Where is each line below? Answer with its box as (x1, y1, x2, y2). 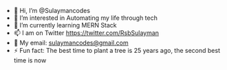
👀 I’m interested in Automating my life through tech (13, 14, 158, 22)
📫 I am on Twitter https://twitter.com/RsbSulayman (13, 29, 160, 37)
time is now (13, 56, 47, 65)
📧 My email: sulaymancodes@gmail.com (13, 38, 129, 47)
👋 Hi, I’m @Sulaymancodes (13, 7, 91, 14)
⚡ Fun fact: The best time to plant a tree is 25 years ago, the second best (13, 47, 220, 54)
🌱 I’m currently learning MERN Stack (13, 21, 117, 29)
